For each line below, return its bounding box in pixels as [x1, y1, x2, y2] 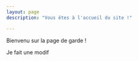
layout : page [6, 9, 40, 15]
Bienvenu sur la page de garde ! [6, 37, 87, 44]
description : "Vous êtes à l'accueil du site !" [6, 15, 133, 21]
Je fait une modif [6, 48, 49, 56]
